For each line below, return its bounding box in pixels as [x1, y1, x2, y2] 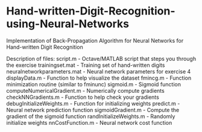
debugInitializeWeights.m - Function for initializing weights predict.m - [6, 99, 180, 107]
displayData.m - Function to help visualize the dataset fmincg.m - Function [6, 74, 192, 81]
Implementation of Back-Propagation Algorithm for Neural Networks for [6, 37, 184, 44]
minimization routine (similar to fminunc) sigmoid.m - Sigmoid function [6, 80, 181, 88]
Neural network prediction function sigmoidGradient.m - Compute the [6, 106, 180, 113]
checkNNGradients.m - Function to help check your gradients [6, 93, 160, 101]
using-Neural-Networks [6, 17, 130, 31]
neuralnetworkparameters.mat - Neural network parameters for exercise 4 [6, 68, 191, 75]
